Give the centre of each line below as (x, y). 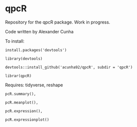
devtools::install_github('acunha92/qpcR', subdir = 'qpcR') (69, 67)
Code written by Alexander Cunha (39, 31)
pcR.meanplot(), (22, 102)
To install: (15, 41)
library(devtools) (24, 59)
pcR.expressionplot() (27, 120)
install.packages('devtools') (36, 50)
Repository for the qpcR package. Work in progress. (58, 22)
